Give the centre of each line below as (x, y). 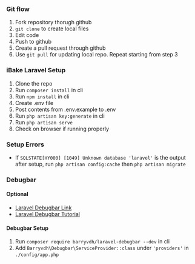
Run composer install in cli (49, 90)
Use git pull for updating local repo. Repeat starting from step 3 (96, 55)
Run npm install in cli (42, 96)
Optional (17, 194)
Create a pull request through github (60, 48)
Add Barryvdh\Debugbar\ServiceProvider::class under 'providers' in (102, 248)
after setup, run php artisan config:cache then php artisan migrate (100, 164)
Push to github (33, 42)
